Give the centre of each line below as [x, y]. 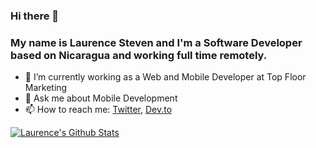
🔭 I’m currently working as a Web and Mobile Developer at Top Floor [165, 77]
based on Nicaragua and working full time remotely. [139, 55]
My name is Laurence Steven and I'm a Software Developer [156, 42]
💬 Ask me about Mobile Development [101, 98]
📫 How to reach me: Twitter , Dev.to [98, 110]
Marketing [46, 88]
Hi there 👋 [35, 16]
